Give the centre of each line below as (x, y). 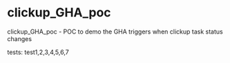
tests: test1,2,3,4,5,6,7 (38, 52)
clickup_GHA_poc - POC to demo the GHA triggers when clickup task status (115, 32)
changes (20, 38)
